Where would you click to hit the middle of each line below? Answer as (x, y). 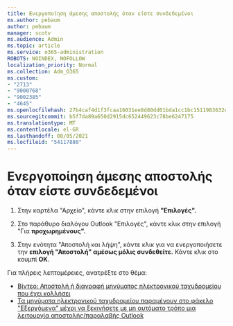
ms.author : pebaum (34, 20)
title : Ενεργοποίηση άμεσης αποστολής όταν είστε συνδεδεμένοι (101, 13)
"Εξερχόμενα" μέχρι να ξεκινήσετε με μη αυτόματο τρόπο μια (106, 308)
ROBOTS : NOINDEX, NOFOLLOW (46, 59)
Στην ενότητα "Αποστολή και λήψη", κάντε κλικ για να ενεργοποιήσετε (120, 245)
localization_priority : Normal (52, 65)
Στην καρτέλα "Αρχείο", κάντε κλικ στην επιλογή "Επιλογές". (107, 210)
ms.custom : (23, 78)
